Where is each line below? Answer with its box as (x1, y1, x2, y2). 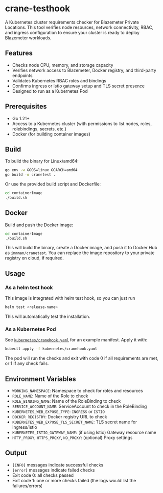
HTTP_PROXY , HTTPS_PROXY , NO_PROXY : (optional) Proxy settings (12, 435, 133, 441)
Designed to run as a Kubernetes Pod (12, 88, 88, 94)
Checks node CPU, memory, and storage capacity (12, 62, 114, 68)
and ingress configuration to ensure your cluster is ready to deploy (5, 29, 140, 35)
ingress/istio (12, 424, 38, 430)
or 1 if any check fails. (5, 361, 49, 366)
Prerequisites (5, 103, 47, 111)
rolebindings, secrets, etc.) (12, 126, 67, 131)
